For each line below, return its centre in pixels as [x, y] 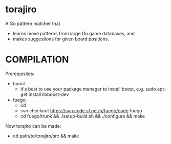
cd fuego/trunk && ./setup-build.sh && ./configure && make [82, 116]
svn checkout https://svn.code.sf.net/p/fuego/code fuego [81, 110]
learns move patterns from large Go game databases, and [73, 33]
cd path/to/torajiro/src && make [46, 136]
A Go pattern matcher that [33, 23]
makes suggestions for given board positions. [61, 39]
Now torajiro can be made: [33, 126]
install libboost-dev [49, 94]
